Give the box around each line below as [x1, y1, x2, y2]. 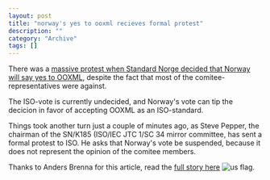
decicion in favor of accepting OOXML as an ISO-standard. [8, 106, 204, 115]
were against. [61, 82, 107, 91]
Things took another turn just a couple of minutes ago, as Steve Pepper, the [8, 121, 260, 131]
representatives [8, 82, 60, 91]
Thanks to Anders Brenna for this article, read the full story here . [8, 162, 255, 172]
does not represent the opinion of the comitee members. [8, 147, 196, 157]
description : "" [8, 27, 63, 35]
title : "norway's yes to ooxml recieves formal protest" [8, 19, 204, 27]
